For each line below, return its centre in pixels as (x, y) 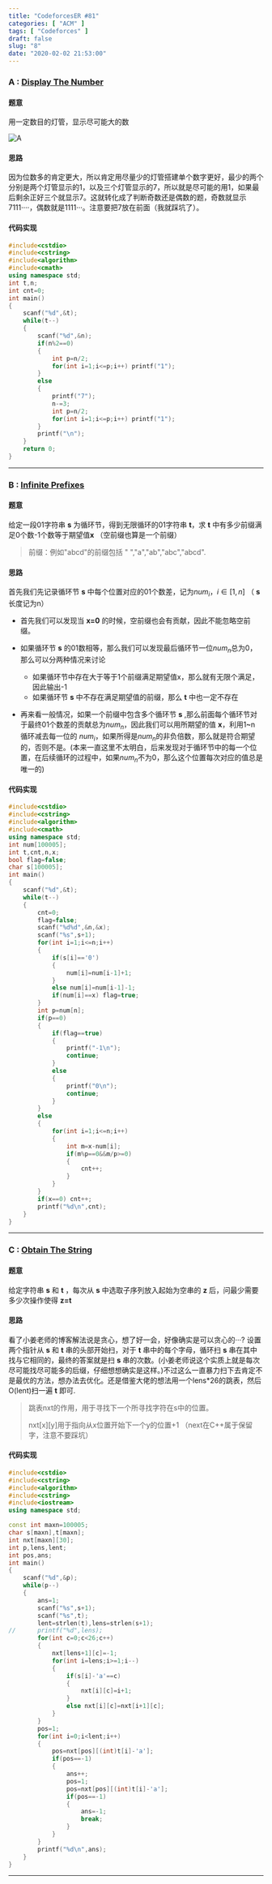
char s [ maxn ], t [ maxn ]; (47, 1533)
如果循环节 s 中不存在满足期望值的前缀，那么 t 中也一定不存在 (135, 697)
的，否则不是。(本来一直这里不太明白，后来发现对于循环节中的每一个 (135, 748)
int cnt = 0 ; (27, 290)
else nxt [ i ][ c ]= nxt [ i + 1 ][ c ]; (115, 1706)
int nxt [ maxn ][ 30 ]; (41, 1540)
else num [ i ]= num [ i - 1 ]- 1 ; (93, 988)
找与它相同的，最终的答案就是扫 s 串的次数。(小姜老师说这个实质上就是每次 (134, 1360)
